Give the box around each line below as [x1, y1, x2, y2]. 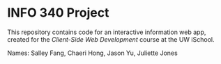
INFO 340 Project [7, 5, 109, 21]
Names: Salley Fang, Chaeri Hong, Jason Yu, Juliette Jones [7, 49, 178, 57]
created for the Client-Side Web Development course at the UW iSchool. [7, 35, 215, 43]
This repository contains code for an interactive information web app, [7, 28, 206, 36]
